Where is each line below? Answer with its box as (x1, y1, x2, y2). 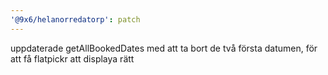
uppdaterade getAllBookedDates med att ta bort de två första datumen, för (10, 42, 318, 54)
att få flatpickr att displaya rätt (10, 52, 135, 65)
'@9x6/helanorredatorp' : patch (10, 14, 141, 25)
